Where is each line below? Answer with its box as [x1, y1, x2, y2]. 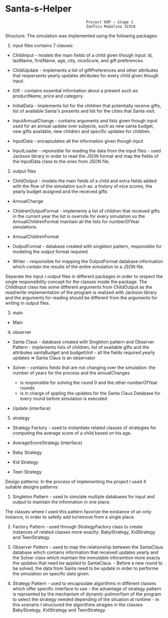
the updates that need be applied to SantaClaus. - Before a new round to [12, 560, 163, 566]
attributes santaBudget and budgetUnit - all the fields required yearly [12, 349, 155, 355]
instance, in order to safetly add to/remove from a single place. [5, 514, 135, 520]
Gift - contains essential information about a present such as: [12, 87, 139, 93]
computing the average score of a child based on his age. [12, 430, 132, 436]
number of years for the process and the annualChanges [12, 369, 130, 376]
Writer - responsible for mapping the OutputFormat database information [12, 258, 163, 264]
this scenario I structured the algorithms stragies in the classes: [12, 601, 144, 607]
